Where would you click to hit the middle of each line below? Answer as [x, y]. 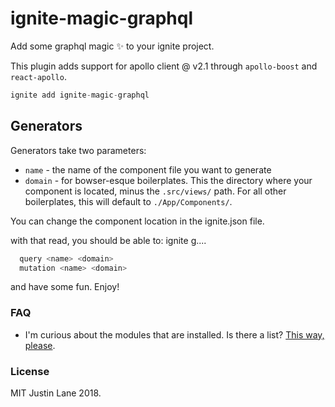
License [30, 371]
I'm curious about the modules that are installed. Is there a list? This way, [174, 334]
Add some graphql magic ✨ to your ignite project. [112, 46]
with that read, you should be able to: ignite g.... [108, 240]
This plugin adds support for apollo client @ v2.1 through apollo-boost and [164, 66]
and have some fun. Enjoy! [65, 287]
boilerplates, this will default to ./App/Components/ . [128, 201]
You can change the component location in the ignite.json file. [137, 221]
